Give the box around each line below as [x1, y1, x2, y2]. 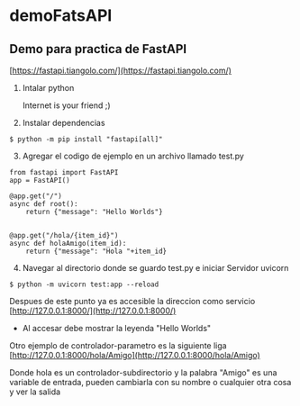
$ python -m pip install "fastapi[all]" [9, 135, 164, 144]
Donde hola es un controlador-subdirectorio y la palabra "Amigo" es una [9, 367, 277, 378]
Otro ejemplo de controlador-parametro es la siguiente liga [9, 340, 227, 351]
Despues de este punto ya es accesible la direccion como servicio [9, 296, 256, 306]
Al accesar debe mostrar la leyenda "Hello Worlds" [22, 323, 212, 333]
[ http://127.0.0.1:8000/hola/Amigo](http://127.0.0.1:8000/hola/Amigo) [9, 350, 261, 360]
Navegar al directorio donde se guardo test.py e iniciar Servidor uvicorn [22, 263, 289, 273]
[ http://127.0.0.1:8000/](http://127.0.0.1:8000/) [9, 305, 177, 316]
